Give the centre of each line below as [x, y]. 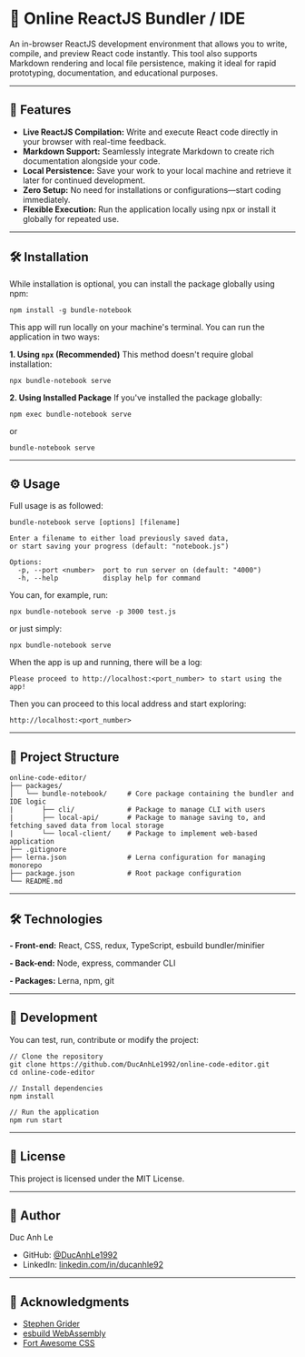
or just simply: [36, 629]
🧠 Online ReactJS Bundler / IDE [128, 19]
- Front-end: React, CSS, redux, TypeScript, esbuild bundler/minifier [137, 945]
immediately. [46, 199]
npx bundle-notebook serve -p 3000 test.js [93, 612]
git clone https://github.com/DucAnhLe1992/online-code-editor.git [140, 1064]
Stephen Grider [51, 1324]
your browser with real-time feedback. [94, 141]
